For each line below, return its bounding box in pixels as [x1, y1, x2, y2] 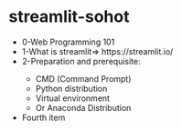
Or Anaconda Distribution [35, 102, 132, 113]
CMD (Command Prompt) [35, 73, 132, 84]
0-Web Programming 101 [21, 36, 115, 47]
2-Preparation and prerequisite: [21, 55, 141, 66]
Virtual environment [35, 93, 111, 104]
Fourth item [21, 112, 66, 123]
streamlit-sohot [8, 6, 130, 27]
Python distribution [35, 83, 108, 94]
